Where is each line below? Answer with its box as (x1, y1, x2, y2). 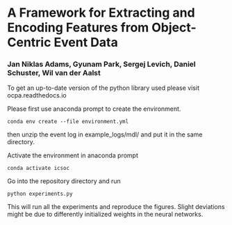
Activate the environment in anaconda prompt (7, 151, 139, 160)
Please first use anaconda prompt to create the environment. (7, 104, 181, 113)
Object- (151, 20, 197, 36)
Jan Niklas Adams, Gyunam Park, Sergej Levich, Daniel (7, 59, 196, 69)
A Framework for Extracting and (7, 5, 196, 21)
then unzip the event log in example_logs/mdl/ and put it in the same (7, 130, 203, 139)
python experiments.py (7, 190, 73, 198)
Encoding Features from (7, 20, 149, 36)
